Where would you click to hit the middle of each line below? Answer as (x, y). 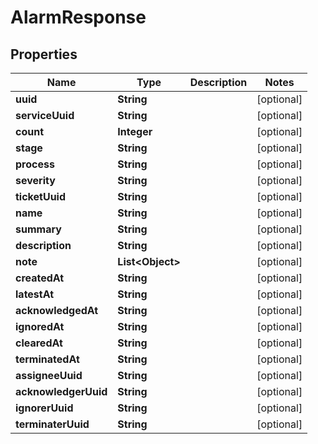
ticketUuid (41, 196)
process (35, 164)
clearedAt (39, 343)
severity (35, 180)
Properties (44, 54)
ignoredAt (40, 326)
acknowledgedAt (57, 310)
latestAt (35, 294)
